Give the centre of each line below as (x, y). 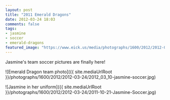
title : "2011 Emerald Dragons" (38, 15)
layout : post (19, 10)
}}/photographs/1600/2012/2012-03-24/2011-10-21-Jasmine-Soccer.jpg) (81, 92)
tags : (11, 29)
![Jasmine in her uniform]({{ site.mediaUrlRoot (53, 87)
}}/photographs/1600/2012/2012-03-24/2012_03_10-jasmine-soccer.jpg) (80, 77)
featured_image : (22, 47)
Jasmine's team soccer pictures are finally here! (55, 62)
